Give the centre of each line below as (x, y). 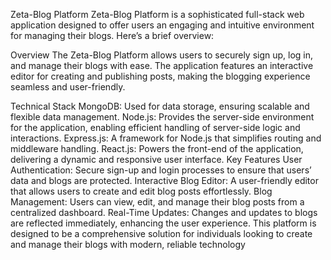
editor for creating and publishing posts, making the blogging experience (160, 76)
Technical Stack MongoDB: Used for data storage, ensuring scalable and (160, 106)
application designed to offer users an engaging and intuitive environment (162, 25)
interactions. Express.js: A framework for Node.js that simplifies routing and (166, 138)
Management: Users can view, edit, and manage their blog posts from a (157, 202)
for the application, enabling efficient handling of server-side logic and (155, 127)
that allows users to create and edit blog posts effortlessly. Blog (141, 191)
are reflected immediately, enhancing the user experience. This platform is (163, 223)
